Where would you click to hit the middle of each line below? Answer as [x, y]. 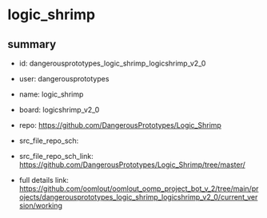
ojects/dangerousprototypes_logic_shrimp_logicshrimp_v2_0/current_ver [138, 197]
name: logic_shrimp [51, 94]
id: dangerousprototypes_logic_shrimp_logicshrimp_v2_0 [112, 63]
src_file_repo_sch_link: [56, 156]
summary [32, 44]
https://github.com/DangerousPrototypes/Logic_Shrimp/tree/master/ [132, 164]
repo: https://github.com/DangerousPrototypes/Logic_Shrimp [120, 125]
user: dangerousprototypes [64, 79]
